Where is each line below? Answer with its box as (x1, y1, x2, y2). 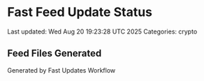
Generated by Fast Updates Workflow (7, 66, 116, 74)
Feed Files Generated (7, 47, 102, 59)
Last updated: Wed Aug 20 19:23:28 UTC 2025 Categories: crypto (7, 27, 198, 36)
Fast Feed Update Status (7, 4, 152, 20)
